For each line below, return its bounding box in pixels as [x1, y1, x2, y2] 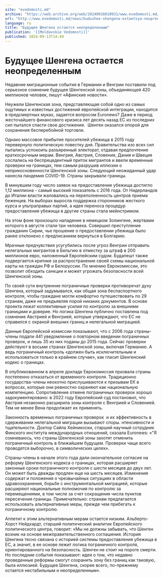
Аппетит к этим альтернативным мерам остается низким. [5, 516, 126, 522]
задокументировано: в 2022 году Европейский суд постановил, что [5, 394, 146, 400]
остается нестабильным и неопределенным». [5, 567, 100, 573]
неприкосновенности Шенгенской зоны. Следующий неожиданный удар [5, 167, 156, 173]
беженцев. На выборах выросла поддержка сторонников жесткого [5, 197, 145, 203]
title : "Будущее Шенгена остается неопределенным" [5, 25, 110, 30]
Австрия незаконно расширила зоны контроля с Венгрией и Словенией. [5, 400, 156, 405]
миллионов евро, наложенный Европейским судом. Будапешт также [5, 252, 148, 258]
